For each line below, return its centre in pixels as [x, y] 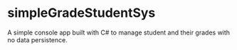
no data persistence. [37, 39]
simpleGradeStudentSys [81, 13]
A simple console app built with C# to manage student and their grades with [118, 32]
